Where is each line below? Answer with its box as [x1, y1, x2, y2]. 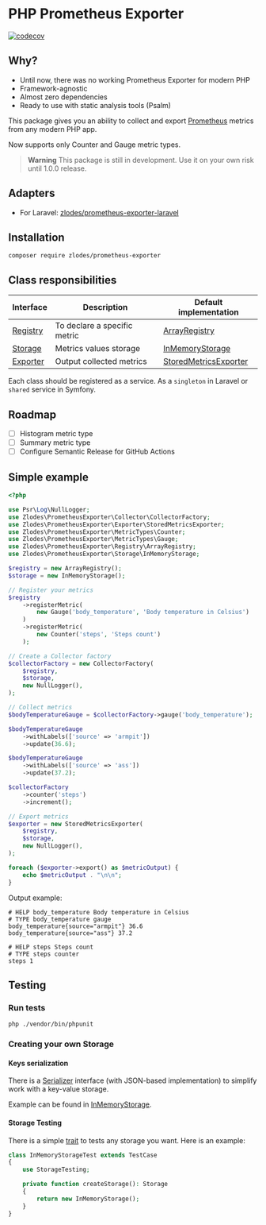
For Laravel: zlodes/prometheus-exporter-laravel [19, 207, 180, 217]
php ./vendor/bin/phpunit [8, 1020, 93, 1029]
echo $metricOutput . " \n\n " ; [22, 871, 123, 879]
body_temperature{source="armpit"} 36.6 [8, 922, 144, 930]
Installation [8, 230, 65, 244]
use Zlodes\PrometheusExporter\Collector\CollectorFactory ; [8, 513, 211, 521]
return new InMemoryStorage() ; [36, 1195, 140, 1203]
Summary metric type [19, 438, 91, 447]
